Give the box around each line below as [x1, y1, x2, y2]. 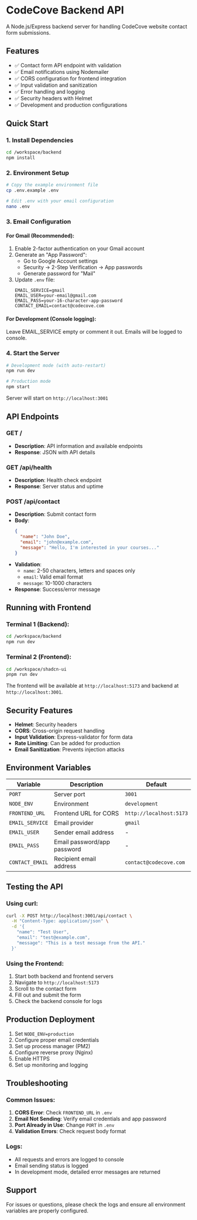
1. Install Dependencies [6, 136, 74, 144]
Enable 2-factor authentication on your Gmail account [14, 245, 145, 252]
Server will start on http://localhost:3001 [6, 395, 108, 402]
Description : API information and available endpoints [14, 442, 143, 449]
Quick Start [6, 118, 49, 129]
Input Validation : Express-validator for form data [14, 733, 133, 740]
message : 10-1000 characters [23, 579, 92, 586]
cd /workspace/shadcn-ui [6, 666, 67, 672]
